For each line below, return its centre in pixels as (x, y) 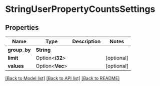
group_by (19, 50)
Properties (22, 28)
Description (86, 42)
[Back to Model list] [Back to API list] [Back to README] (62, 78)
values (16, 66)
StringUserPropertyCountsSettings (80, 9)
